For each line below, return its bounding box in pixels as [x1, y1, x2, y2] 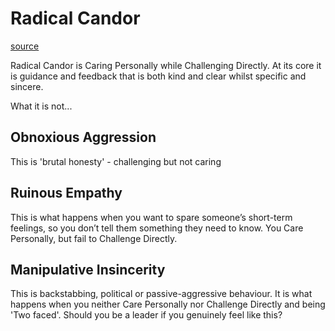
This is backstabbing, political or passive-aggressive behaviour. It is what [10, 288, 313, 300]
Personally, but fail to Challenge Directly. [10, 232, 178, 244]
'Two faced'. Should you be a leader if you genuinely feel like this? [10, 309, 283, 321]
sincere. [10, 80, 44, 92]
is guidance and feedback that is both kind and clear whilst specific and [10, 70, 307, 82]
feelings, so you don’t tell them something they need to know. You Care [10, 222, 304, 234]
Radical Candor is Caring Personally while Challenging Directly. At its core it [10, 59, 322, 71]
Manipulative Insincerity [10, 261, 166, 278]
